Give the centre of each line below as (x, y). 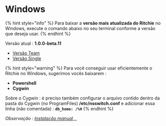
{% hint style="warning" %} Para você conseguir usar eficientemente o (79, 68)
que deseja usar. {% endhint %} (38, 33)
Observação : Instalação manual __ (41, 118)
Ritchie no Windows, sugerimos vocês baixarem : (56, 73)
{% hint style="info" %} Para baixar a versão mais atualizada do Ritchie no (83, 23)
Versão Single (27, 58)
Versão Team (26, 53)
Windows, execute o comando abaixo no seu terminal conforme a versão (80, 28)
